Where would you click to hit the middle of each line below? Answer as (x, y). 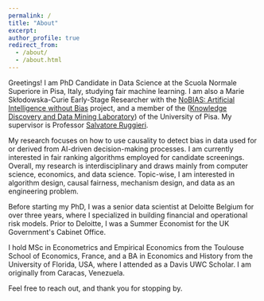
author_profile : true (44, 38)
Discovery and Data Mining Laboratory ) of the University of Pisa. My (120, 116)
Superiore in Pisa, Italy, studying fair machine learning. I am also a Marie (126, 91)
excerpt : (23, 30)
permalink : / (30, 16)
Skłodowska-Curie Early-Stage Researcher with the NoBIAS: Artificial (122, 100)
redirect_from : (33, 45)
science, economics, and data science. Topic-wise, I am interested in (121, 174)
